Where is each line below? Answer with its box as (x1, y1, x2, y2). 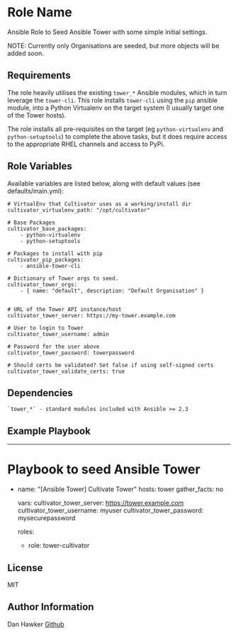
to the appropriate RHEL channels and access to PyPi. (7, 140, 165, 148)
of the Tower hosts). (7, 111, 67, 119)
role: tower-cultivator (28, 541, 90, 550)
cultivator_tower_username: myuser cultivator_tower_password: (17, 506, 204, 515)
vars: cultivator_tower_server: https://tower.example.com (17, 499, 184, 507)
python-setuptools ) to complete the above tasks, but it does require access (7, 132, 228, 140)
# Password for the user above (7, 343, 100, 350)
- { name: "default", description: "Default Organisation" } (20, 287, 204, 294)
